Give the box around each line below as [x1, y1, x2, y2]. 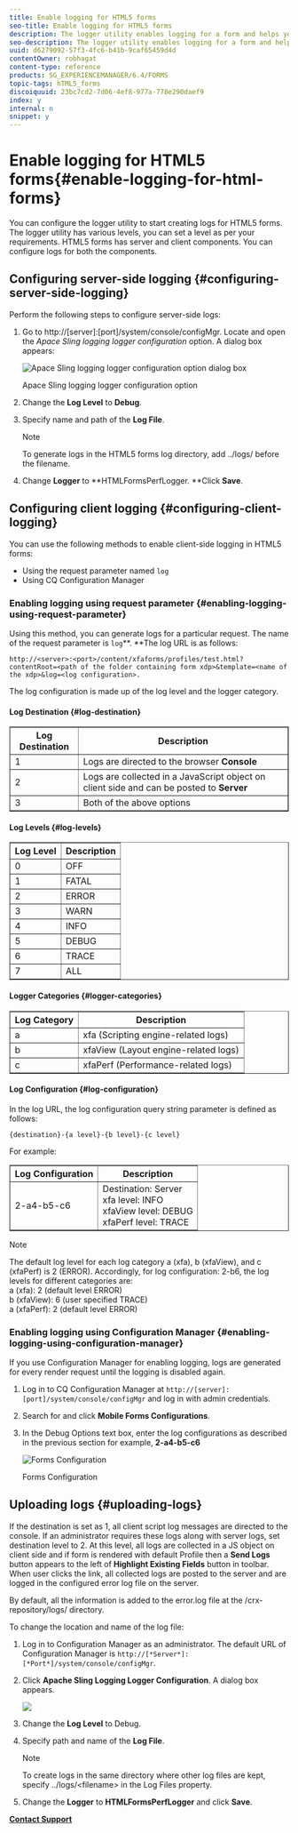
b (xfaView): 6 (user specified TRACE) [9, 1294, 148, 1305]
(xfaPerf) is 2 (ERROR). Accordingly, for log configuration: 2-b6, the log [9, 1266, 270, 1277]
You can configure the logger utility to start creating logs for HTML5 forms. [9, 218, 283, 228]
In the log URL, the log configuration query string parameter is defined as [9, 1103, 277, 1114]
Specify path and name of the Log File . [21, 1735, 165, 1746]
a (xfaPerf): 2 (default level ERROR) [9, 1303, 138, 1314]
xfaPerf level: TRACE [102, 1215, 189, 1228]
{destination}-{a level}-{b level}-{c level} [9, 1130, 180, 1139]
